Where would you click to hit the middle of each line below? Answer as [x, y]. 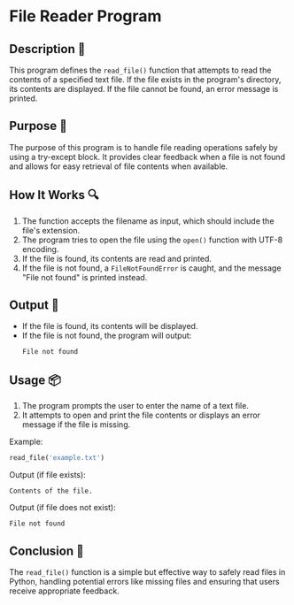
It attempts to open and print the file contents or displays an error [141, 415]
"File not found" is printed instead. [85, 277]
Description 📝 [47, 49]
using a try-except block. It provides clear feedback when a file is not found [147, 157]
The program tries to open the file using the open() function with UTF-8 [152, 240]
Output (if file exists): [47, 475]
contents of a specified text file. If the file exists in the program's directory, [145, 80]
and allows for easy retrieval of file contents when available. [119, 166]
